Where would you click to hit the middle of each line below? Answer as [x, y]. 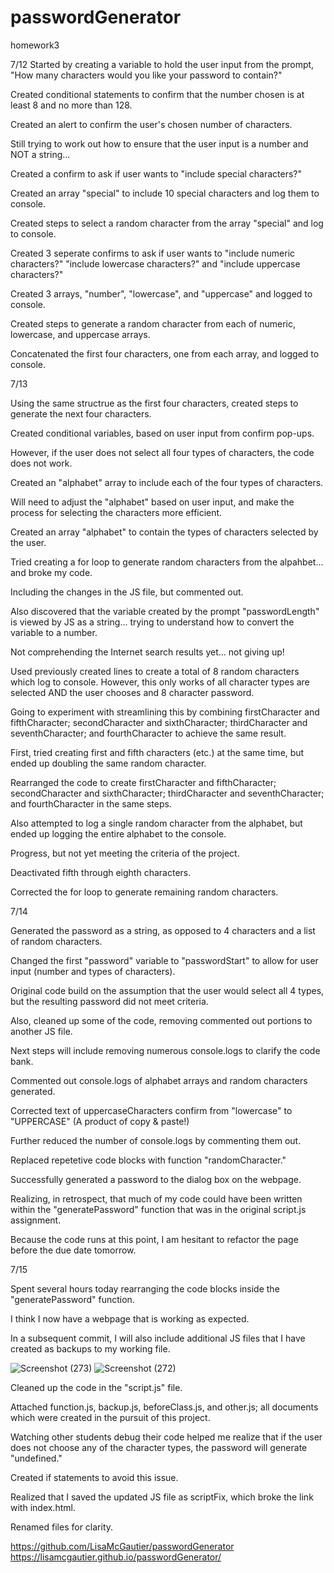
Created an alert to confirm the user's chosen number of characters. [151, 124]
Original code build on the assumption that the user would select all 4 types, [167, 990]
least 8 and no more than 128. [71, 105]
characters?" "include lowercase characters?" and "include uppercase [155, 263]
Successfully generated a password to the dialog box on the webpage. [156, 1179]
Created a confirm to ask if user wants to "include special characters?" [156, 173]
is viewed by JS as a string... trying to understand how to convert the [152, 622]
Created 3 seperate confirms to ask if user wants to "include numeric [153, 253]
